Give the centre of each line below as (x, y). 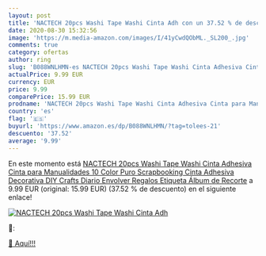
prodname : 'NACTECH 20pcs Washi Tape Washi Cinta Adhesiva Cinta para (127, 104)
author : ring (30, 60)
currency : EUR (32, 82)
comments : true (33, 45)
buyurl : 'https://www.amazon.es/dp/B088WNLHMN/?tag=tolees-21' (115, 126)
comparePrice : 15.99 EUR (49, 97)
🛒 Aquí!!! (22, 243)
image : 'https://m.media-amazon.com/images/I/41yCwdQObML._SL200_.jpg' (129, 38)
